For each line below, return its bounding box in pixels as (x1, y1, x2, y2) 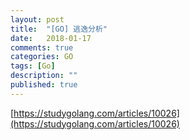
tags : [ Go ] (10, 61, 56, 71)
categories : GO (10, 52, 74, 62)
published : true (10, 80, 78, 90)
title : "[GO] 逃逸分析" (10, 24, 108, 34)
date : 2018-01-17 (10, 33, 92, 43)
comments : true (10, 42, 74, 53)
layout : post (10, 14, 65, 25)
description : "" (10, 71, 78, 81)
